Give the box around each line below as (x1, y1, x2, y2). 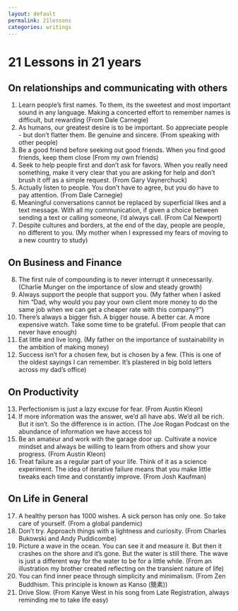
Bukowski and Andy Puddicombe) (18, 534, 117, 542)
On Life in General (8, 493, 88, 505)
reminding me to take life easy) (18, 595, 109, 604)
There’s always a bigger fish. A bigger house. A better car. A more (18, 313, 210, 322)
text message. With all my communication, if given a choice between (18, 206, 218, 214)
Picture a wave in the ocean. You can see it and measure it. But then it (18, 542, 222, 550)
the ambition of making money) (18, 343, 109, 351)
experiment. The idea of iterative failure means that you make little (18, 465, 211, 473)
